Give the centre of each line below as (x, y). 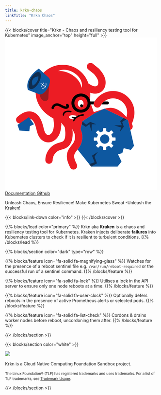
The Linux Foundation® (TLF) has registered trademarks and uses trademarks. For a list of (80, 374)
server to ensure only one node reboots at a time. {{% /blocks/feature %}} (79, 286)
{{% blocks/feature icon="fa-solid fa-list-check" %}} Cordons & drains (76, 315)
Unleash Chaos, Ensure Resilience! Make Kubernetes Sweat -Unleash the (78, 202)
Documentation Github (28, 193)
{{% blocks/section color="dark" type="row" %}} (55, 251)
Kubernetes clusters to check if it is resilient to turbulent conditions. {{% (77, 237)
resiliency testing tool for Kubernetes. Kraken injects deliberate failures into (80, 232)
